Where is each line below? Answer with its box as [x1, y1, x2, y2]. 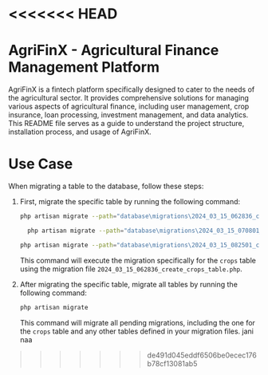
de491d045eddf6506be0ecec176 [147, 350, 257, 360]
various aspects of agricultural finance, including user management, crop [8, 101, 250, 112]
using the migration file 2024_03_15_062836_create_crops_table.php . [19, 264, 243, 274]
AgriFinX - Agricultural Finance [8, 41, 219, 60]
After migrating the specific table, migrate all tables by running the [19, 279, 238, 289]
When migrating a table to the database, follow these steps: [8, 181, 204, 191]
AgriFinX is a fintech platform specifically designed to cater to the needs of [8, 85, 255, 94]
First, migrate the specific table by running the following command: [19, 197, 241, 207]
